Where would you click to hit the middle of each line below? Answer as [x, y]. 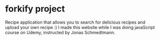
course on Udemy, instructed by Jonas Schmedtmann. [60, 32]
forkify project [35, 9]
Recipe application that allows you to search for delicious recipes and [75, 22]
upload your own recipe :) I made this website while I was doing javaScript [80, 27]
